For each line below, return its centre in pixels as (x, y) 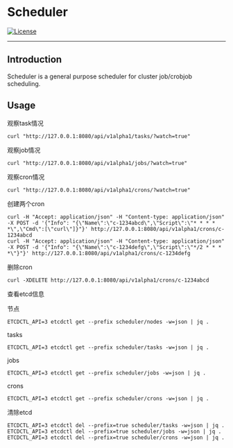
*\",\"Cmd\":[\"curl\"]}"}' (48, 229)
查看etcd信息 (26, 294)
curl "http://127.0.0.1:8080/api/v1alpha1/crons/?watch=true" (99, 190)
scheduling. (24, 83)
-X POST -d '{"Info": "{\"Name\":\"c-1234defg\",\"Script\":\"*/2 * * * (114, 247)
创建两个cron (26, 204)
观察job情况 (24, 150)
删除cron (20, 267)
